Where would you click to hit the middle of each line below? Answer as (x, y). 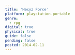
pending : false (20, 41)
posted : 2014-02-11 (25, 45)
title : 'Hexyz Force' (27, 9)
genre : (12, 18)
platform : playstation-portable (37, 14)
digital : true (19, 27)
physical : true (20, 32)
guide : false (18, 36)
